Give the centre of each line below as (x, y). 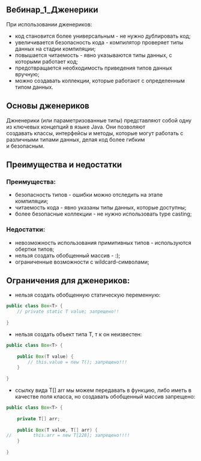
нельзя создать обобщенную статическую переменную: (88, 295)
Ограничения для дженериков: (68, 281)
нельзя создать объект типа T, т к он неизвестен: (78, 334)
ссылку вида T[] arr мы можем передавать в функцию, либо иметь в (103, 390)
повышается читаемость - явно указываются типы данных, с (93, 55)
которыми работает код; (46, 61)
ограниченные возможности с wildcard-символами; (82, 262)
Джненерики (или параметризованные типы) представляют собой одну (99, 120)
